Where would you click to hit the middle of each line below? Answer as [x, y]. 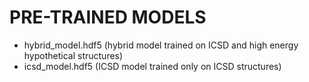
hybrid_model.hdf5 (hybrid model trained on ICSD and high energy [161, 45]
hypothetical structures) [73, 55]
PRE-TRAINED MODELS [108, 17]
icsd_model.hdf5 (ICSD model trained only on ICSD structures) [152, 66]
